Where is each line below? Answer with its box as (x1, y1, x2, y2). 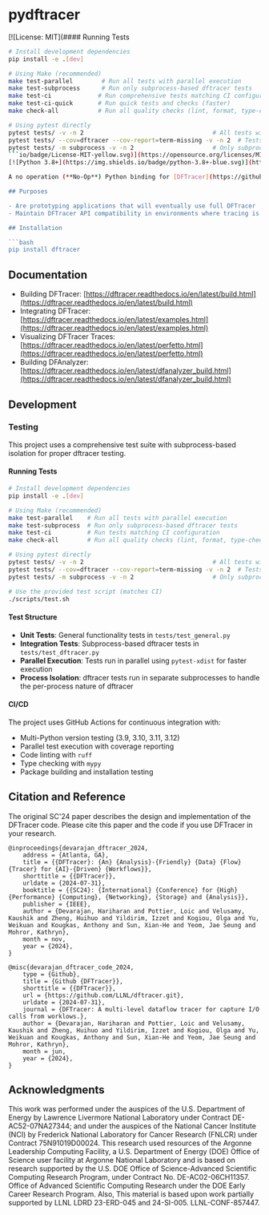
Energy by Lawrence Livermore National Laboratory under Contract (8, 1112, 231, 1123)
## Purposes (8, 188, 48, 196)
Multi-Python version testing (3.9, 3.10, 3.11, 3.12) (19, 733, 180, 742)
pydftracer (8, 6, 81, 24)
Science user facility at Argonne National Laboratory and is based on (8, 1156, 236, 1165)
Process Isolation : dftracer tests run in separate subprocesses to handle (19, 672, 260, 682)
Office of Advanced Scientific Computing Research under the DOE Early (8, 1181, 246, 1191)
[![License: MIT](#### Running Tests (8, 32, 130, 42)
